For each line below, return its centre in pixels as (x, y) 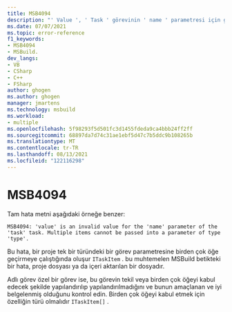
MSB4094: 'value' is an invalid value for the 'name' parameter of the (112, 227)
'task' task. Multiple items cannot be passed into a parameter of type (114, 232)
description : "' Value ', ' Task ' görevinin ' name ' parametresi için (114, 20)
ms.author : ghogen (33, 97)
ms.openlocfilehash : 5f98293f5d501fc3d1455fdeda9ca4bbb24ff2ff (100, 129)
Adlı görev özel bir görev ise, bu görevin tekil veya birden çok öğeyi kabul (111, 279)
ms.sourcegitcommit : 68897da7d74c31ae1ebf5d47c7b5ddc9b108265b (100, 135)
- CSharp (20, 71)
